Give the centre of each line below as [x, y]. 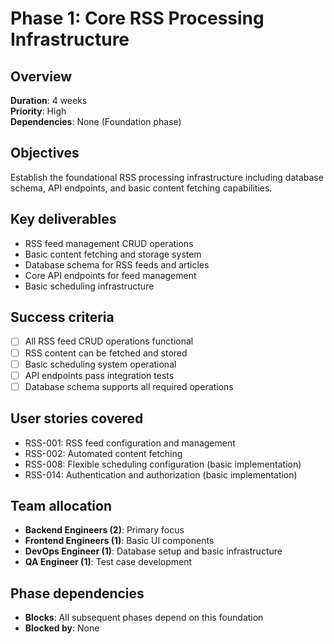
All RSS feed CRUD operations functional [109, 341]
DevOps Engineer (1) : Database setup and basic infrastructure [153, 551]
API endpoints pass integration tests [99, 375]
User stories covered [77, 418]
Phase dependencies [77, 593]
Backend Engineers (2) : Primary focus [104, 530]
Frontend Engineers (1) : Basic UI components [119, 541]
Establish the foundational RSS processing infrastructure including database [167, 177]
